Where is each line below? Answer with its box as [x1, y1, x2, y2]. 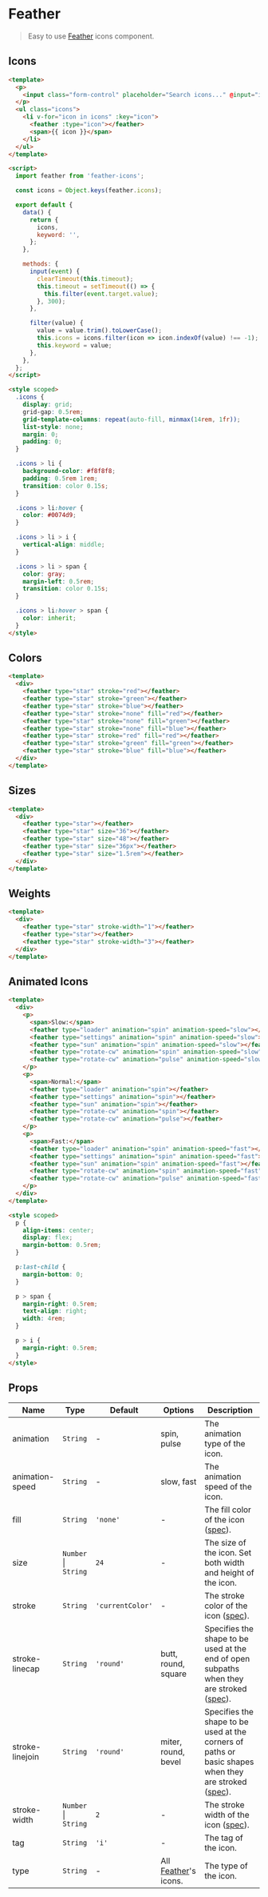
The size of [204, 1538, 246, 1549]
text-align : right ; [22, 1307, 88, 1315]
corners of [204, 1736, 244, 1747]
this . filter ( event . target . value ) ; [43, 290, 159, 298]
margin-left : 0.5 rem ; [22, 577, 94, 585]
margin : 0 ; [22, 430, 59, 439]
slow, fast [160, 1476, 197, 1487]
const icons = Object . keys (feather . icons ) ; [15, 186, 162, 195]
